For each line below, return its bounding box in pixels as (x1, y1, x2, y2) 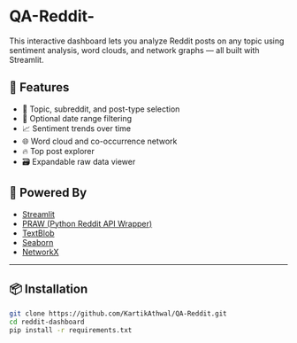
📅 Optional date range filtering (21, 113, 133, 123)
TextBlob (21, 228, 55, 238)
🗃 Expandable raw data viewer (21, 156, 136, 167)
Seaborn (21, 237, 54, 247)
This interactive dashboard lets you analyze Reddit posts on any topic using (9, 35, 285, 46)
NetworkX (21, 246, 59, 257)
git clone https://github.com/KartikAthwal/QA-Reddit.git (9, 309, 227, 318)
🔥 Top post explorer (21, 145, 95, 156)
